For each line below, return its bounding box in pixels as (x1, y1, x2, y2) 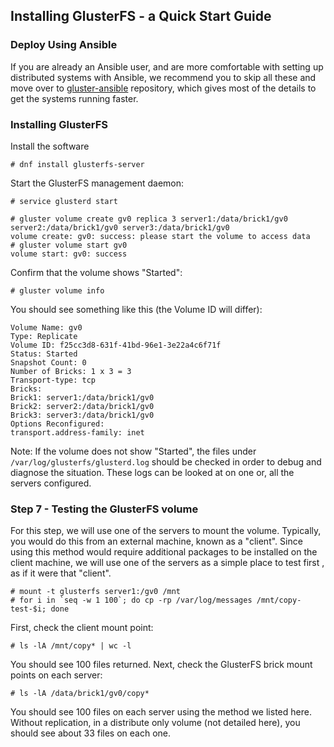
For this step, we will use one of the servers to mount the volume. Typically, (10, 525, 322, 537)
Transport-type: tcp (10, 375, 97, 385)
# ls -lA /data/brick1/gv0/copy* (10, 689, 150, 699)
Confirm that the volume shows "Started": (10, 266, 183, 278)
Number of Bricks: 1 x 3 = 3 (10, 366, 132, 376)
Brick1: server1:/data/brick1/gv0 (10, 392, 155, 403)
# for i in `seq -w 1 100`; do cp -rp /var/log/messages (10, 595, 253, 606)
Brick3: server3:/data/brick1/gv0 (10, 410, 155, 420)
